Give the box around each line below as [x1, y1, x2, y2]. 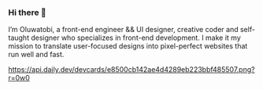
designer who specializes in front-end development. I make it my [31, 33, 242, 42]
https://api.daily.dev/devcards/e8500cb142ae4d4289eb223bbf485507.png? [8, 65, 255, 74]
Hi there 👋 [8, 7, 47, 18]
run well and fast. [8, 50, 65, 59]
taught [8, 33, 30, 42]
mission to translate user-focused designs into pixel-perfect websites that [8, 41, 248, 51]
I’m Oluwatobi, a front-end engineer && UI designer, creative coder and [8, 25, 239, 34]
